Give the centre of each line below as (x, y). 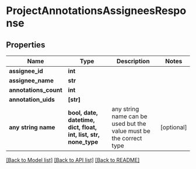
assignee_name (32, 80)
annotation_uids (32, 99)
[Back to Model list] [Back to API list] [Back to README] (73, 160)
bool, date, (83, 113)
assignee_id (26, 71)
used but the (129, 124)
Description (133, 61)
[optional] (174, 127)
